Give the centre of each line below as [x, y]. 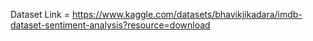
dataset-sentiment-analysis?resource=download [110, 25]
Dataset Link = [40, 14]
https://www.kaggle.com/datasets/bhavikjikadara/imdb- [187, 14]
